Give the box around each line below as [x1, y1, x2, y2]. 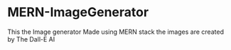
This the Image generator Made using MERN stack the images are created [7, 27, 224, 36]
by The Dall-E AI [7, 35, 55, 43]
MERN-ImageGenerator [7, 4, 149, 20]
